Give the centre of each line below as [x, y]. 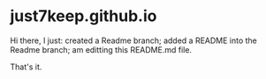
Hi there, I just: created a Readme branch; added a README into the [133, 40]
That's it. [26, 67]
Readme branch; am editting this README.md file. [101, 49]
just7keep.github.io [84, 16]
